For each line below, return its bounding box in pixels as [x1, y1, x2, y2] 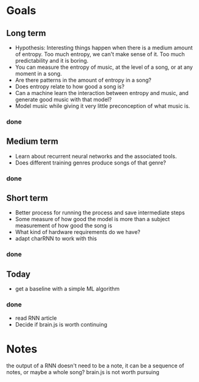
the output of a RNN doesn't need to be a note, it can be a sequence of [6, 362, 184, 369]
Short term [6, 193, 49, 203]
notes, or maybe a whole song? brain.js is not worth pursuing [6, 369, 159, 376]
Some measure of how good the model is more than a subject [15, 216, 170, 223]
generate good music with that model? [15, 96, 112, 103]
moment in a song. [15, 70, 62, 77]
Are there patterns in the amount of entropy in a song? [15, 77, 152, 83]
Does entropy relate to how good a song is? [15, 83, 125, 90]
